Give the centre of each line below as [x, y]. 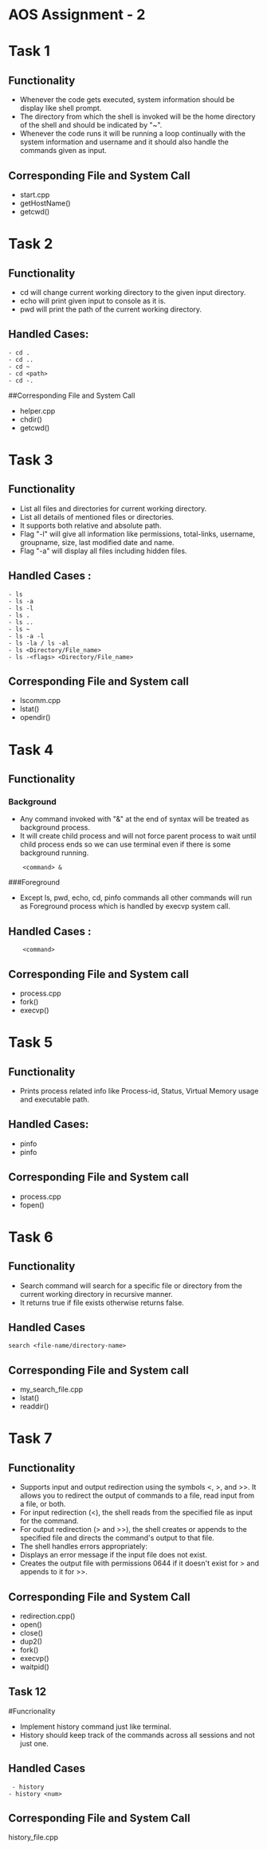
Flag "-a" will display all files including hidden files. [103, 551]
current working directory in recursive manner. [96, 1294]
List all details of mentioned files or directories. [96, 517]
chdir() [31, 419]
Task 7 [30, 1438]
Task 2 [31, 244]
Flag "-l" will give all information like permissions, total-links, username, [137, 534]
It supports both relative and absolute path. [90, 525]
